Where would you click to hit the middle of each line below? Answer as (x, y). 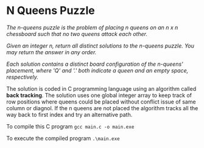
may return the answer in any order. (51, 52)
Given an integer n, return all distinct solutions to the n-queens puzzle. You (100, 46)
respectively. (22, 77)
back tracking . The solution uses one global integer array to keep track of (99, 95)
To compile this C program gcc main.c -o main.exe (70, 126)
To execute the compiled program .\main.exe (63, 138)
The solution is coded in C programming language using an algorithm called (101, 88)
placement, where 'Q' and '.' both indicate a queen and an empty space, (97, 70)
